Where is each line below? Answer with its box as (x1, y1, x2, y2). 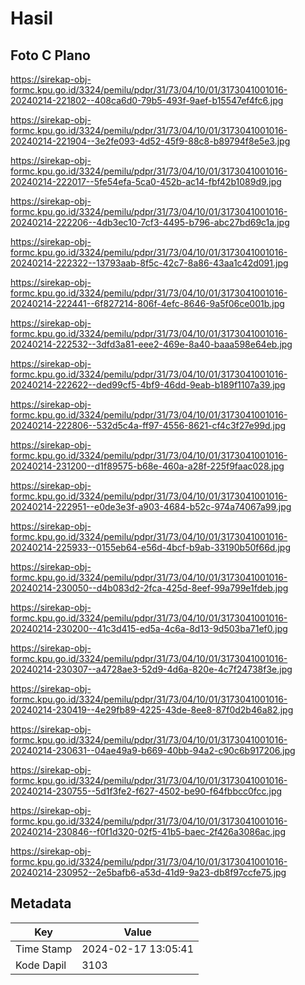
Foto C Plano (10, 47, 91, 64)
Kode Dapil (15, 958, 67, 972)
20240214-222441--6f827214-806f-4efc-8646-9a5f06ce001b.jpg (10, 298, 285, 309)
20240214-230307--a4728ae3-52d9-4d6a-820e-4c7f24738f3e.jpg (10, 663, 293, 675)
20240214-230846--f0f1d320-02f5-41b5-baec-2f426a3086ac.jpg (10, 826, 287, 837)
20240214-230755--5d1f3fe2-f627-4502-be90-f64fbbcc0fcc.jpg (10, 785, 283, 797)
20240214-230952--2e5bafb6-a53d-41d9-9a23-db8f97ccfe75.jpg (10, 867, 287, 878)
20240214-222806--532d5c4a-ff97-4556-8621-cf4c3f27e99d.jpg (10, 420, 287, 431)
